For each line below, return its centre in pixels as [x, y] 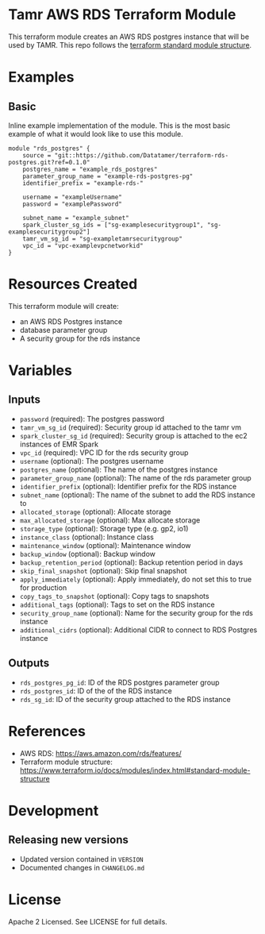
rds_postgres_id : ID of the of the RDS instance [96, 691]
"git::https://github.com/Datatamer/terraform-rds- [141, 155]
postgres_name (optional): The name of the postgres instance [119, 469]
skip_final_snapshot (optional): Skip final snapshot [103, 570]
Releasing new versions [68, 840]
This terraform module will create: [63, 306]
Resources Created [73, 284]
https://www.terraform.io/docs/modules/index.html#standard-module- [135, 770]
